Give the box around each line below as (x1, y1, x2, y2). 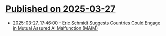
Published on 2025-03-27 (5, 3, 116, 15)
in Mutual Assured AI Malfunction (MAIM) (12, 25, 98, 31)
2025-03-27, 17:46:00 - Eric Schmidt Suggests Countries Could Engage (12, 20, 161, 26)
